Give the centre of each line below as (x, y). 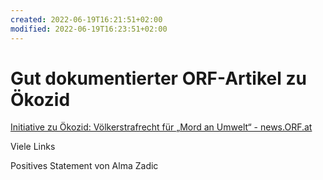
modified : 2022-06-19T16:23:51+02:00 (89, 29)
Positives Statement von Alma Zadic (84, 166)
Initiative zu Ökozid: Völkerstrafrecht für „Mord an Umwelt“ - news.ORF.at (161, 127)
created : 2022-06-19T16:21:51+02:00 (86, 19)
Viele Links (33, 147)
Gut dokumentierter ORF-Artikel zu (158, 78)
